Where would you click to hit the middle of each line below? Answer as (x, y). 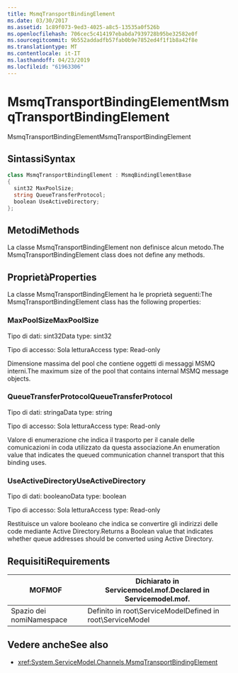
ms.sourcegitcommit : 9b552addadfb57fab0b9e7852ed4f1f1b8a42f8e (103, 40)
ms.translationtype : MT (42, 47)
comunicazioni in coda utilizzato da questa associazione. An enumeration (114, 447)
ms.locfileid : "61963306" (45, 67)
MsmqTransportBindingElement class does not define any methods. (106, 255)
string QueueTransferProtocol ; (60, 195)
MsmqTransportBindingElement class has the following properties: (104, 302)
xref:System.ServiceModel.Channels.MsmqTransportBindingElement (118, 662)
